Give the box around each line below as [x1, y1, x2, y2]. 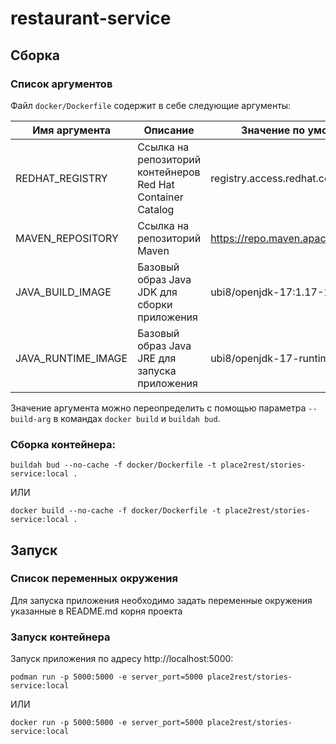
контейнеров [137, 165, 201, 179]
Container [137, 190, 184, 204]
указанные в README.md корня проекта [10, 605, 183, 617]
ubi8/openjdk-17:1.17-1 [210, 285, 331, 299]
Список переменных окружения [10, 572, 178, 586]
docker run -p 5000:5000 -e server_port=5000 [10, 718, 203, 728]
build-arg [10, 414, 52, 424]
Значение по [241, 123, 306, 137]
